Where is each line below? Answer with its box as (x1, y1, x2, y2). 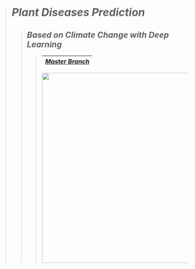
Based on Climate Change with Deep (26, 30, 169, 40)
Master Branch (44, 57, 90, 66)
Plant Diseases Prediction (11, 5, 146, 19)
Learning (26, 39, 62, 49)
